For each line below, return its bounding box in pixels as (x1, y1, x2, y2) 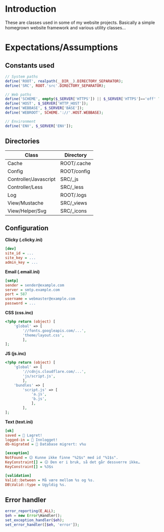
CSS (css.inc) (5, 310, 33, 316)
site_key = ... (5, 255, 36, 261)
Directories (5, 137, 40, 145)
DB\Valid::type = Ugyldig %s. (5, 482, 67, 487)
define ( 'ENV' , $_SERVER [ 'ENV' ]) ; (5, 123, 73, 128)
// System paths (5, 74, 38, 79)
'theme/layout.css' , (22, 333, 64, 338)
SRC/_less (60, 184, 84, 190)
